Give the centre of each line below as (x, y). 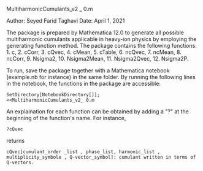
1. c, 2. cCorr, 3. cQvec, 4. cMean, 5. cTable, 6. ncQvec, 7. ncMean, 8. (94, 52)
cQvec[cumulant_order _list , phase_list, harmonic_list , (83, 152)
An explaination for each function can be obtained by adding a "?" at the (98, 112)
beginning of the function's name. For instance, (66, 118)
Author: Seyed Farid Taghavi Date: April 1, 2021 (66, 21)
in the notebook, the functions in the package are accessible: (84, 83)
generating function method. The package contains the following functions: (102, 46)
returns (16, 141)
